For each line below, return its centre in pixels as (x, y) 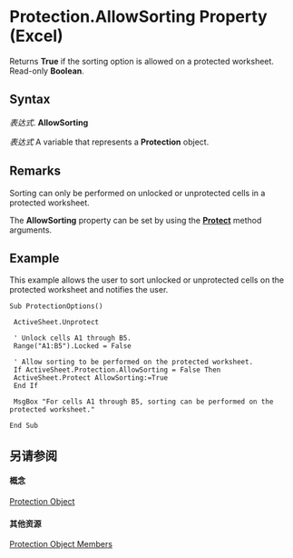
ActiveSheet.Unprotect (56, 323)
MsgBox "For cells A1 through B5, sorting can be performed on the (143, 402)
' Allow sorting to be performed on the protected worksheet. (133, 362)
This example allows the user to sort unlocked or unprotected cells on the (146, 280)
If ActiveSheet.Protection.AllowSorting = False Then (117, 370)
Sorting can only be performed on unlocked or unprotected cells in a (137, 193)
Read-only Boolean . (47, 71)
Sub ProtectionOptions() (56, 306)
